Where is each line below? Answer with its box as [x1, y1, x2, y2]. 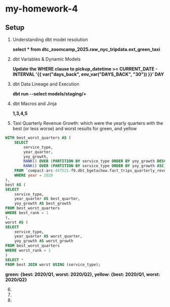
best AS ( [5, 182, 26, 187]
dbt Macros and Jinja [12, 100, 57, 107]
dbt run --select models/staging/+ [12, 91, 87, 96]
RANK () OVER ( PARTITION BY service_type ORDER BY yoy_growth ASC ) [23, 164, 166, 169]
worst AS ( [5, 220, 28, 225]
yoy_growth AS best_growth [14, 201, 71, 206]
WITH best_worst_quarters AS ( [5, 135, 71, 140]
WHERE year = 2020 [14, 173, 53, 178]
